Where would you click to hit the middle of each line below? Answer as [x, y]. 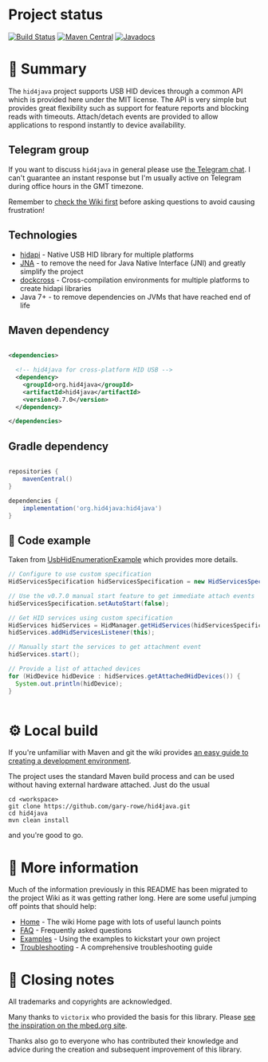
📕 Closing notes [61, 979]
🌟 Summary [47, 69]
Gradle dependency [59, 446]
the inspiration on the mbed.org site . [68, 1025]
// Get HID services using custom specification [91, 618]
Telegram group [49, 150]
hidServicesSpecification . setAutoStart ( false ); [89, 604]
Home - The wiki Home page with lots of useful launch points [120, 922]
